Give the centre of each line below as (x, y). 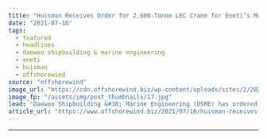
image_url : (26, 89)
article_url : (30, 112)
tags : (17, 30)
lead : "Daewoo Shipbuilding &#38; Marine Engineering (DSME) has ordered (133, 104)
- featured (33, 38)
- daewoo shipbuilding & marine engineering (90, 52)
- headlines (35, 45)
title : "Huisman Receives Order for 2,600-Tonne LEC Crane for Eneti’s (129, 15)
